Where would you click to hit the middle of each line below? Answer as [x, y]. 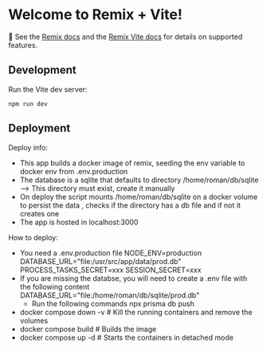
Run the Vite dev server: [48, 89]
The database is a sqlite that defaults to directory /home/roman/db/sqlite [139, 180]
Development [43, 70]
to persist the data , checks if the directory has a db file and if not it [130, 205]
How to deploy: [33, 237]
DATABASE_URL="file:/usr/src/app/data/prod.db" [100, 261]
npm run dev [28, 104]
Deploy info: [28, 147]
